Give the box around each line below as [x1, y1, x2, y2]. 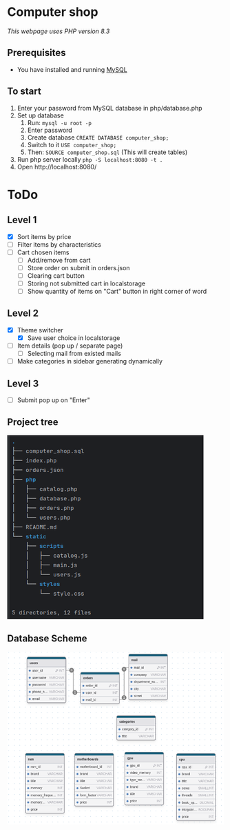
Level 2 [7, 308, 39, 319]
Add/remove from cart [27, 256, 91, 264]
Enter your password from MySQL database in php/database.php [17, 104, 202, 112]
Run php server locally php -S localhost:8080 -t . [17, 155, 163, 163]
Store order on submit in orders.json [27, 263, 130, 272]
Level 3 [7, 377, 39, 389]
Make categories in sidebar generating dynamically [17, 357, 163, 366]
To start [7, 86, 41, 97]
